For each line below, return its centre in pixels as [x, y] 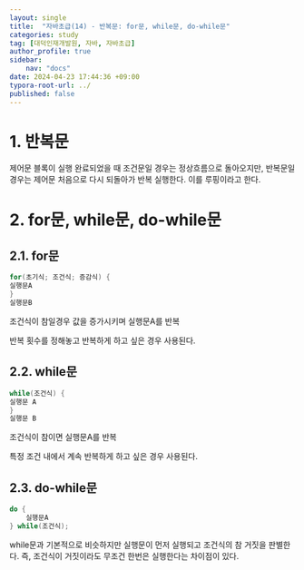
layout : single [38, 18]
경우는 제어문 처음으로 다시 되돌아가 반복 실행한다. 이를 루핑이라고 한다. [135, 180]
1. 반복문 [39, 141]
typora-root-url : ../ [50, 85]
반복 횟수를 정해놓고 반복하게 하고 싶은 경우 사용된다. [103, 340]
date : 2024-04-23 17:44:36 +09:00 [75, 77]
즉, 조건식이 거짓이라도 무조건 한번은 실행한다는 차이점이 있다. [130, 555]
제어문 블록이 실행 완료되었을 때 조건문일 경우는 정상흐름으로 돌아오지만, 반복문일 [152, 168]
